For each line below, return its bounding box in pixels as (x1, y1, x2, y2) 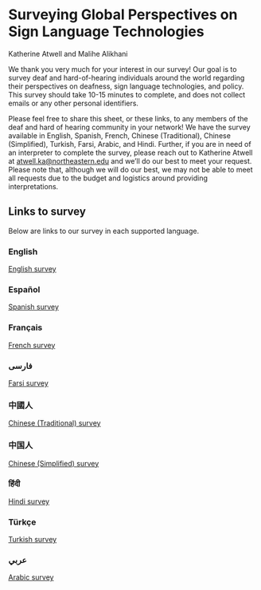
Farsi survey (8, 378, 49, 388)
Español (8, 283, 41, 295)
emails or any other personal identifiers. (8, 98, 139, 108)
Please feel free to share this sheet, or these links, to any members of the (8, 113, 248, 123)
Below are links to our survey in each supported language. (8, 226, 200, 236)
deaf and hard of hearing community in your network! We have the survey (8, 122, 251, 132)
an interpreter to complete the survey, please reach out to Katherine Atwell (8, 148, 253, 157)
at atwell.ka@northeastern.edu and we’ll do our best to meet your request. (8, 156, 252, 165)
